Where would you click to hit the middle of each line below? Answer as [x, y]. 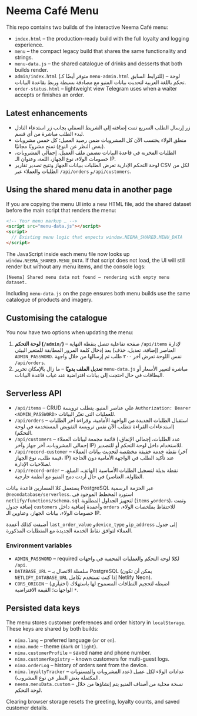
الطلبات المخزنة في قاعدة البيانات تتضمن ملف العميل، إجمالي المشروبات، [95, 152]
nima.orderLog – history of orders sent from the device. [81, 665]
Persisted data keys [43, 608]
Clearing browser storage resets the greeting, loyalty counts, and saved [93, 701]
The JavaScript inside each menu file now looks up [68, 254]
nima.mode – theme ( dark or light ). [56, 646]
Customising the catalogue [57, 318]
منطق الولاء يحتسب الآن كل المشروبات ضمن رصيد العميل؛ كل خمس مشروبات [101, 140]
